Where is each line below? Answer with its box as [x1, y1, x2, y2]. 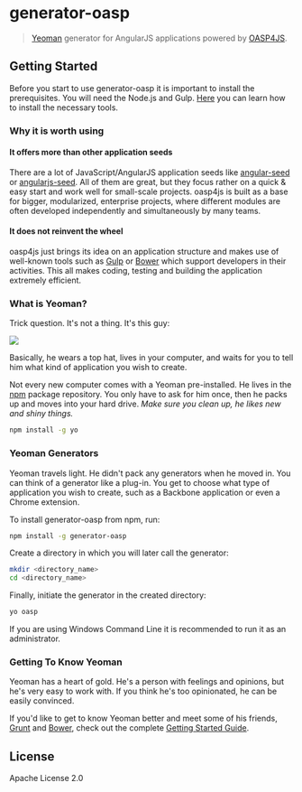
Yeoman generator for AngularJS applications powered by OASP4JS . [31, 33, 288, 43]
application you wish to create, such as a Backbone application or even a [9, 487, 281, 498]
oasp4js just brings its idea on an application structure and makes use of [9, 247, 279, 257]
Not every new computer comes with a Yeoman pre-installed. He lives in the [9, 379, 292, 390]
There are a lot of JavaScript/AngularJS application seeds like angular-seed [9, 166, 290, 178]
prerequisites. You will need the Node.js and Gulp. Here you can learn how [9, 92, 286, 103]
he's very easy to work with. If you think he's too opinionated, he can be [9, 685, 278, 697]
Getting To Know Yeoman [9, 656, 124, 668]
